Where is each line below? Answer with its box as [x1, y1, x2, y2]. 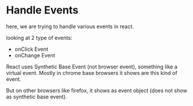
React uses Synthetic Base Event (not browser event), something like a [6, 63, 178, 70]
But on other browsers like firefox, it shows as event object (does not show [6, 87, 188, 94]
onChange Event [14, 52, 55, 59]
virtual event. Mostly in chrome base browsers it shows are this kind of [6, 69, 178, 76]
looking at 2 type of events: [6, 34, 72, 41]
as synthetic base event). [6, 93, 68, 100]
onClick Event [14, 45, 49, 53]
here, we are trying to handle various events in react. [6, 23, 134, 30]
